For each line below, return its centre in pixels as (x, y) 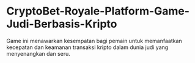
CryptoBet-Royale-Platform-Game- (98, 11)
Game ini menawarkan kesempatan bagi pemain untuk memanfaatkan (94, 41)
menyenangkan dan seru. (38, 53)
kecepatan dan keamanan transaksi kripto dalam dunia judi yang (87, 47)
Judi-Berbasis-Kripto (62, 24)
